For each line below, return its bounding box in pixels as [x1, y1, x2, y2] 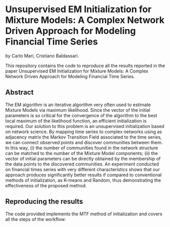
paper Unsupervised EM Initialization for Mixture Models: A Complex [5, 68, 149, 74]
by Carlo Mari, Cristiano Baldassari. [5, 52, 79, 59]
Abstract [5, 88, 34, 97]
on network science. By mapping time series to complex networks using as [5, 128, 162, 135]
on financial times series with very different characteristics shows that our [5, 166, 160, 172]
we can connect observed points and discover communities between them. [5, 139, 163, 145]
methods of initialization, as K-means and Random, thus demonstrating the [5, 177, 161, 183]
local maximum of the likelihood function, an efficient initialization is [5, 118, 147, 124]
